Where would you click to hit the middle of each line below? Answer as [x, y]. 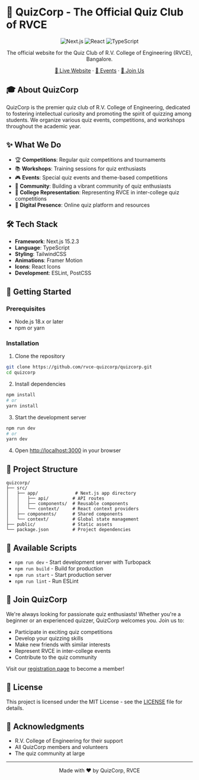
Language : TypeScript [42, 248]
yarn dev [17, 439]
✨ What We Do [34, 145]
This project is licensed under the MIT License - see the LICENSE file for [94, 702]
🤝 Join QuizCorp [37, 600]
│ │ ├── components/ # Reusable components [67, 504]
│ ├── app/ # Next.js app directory [71, 493]
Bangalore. [99, 59]
